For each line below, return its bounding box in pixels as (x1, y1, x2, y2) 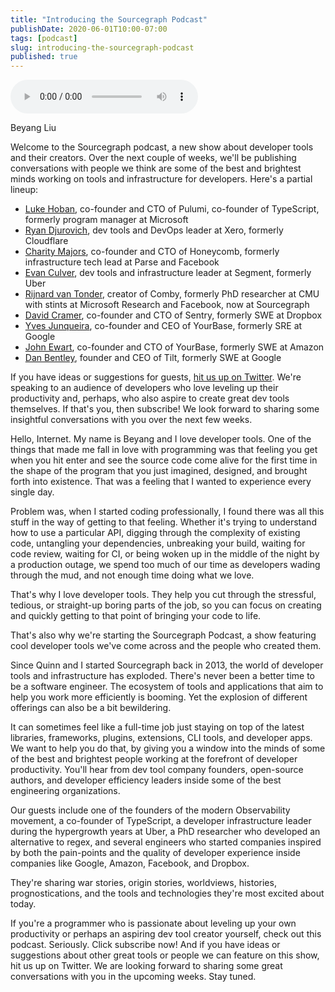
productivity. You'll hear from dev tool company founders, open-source (10, 764, 304, 776)
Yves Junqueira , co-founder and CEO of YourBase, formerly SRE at (24, 320, 303, 332)
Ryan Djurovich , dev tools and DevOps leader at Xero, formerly (24, 224, 284, 236)
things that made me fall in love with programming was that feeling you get (10, 444, 318, 456)
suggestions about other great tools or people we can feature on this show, (10, 949, 320, 961)
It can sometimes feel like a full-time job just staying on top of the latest (10, 721, 305, 733)
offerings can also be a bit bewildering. (10, 702, 172, 714)
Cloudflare (24, 235, 69, 247)
